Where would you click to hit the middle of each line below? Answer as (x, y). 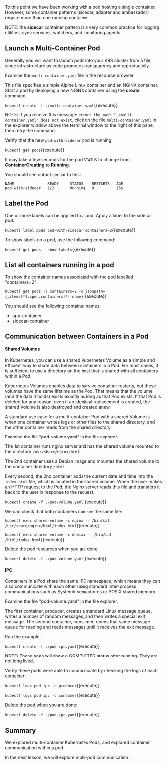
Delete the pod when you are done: (41, 705)
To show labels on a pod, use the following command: (60, 240)
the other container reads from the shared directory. (58, 427)
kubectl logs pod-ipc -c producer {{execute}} (53, 686)
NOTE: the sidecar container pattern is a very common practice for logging (82, 27)
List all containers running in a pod (60, 265)
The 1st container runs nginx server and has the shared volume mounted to (82, 446)
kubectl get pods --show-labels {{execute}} (50, 249)
